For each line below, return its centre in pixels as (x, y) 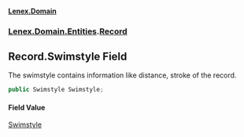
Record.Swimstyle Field (68, 56)
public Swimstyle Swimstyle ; (56, 90)
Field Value (27, 107)
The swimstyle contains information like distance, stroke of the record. (122, 75)
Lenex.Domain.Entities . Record (68, 31)
